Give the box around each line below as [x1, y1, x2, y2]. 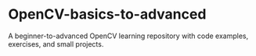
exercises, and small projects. [8, 39, 104, 48]
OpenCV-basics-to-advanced [8, 5, 207, 23]
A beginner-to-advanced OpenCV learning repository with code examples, [8, 31, 249, 40]
